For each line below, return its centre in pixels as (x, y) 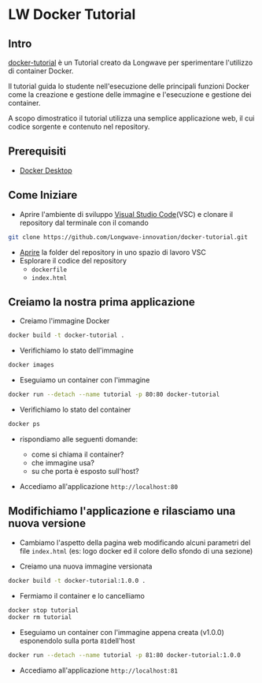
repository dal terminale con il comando (84, 222)
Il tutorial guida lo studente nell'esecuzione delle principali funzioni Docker (129, 86)
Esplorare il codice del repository (73, 260)
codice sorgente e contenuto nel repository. (79, 127)
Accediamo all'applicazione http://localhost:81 (99, 670)
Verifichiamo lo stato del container (75, 409)
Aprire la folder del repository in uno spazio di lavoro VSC (113, 252)
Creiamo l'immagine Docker (65, 321)
